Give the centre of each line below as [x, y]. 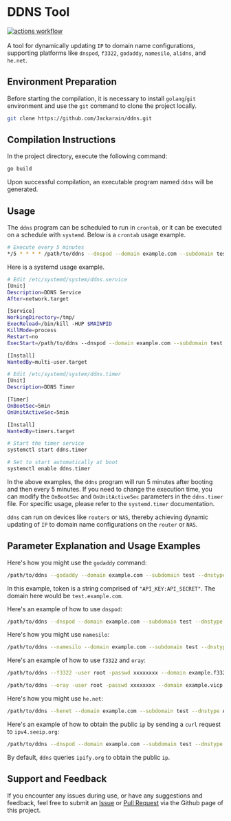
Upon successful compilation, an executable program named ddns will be [110, 182]
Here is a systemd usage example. [56, 267]
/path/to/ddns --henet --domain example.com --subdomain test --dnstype [113, 711]
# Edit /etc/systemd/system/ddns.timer [64, 374]
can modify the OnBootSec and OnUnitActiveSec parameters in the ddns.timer [115, 496]
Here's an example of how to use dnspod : [65, 609]
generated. [23, 189]
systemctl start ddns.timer [47, 450]
